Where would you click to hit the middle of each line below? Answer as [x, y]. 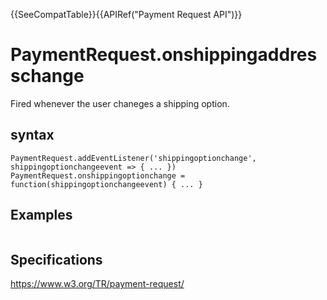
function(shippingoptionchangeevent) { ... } [106, 184]
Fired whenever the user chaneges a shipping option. [120, 103]
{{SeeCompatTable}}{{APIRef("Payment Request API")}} [126, 14]
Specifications [56, 259]
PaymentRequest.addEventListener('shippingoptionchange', [133, 158]
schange [47, 76]
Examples [41, 215]
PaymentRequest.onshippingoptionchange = [98, 175]
